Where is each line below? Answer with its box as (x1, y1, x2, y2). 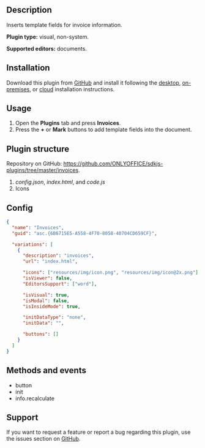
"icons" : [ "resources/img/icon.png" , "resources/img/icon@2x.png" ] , (22, 270, 201, 276)
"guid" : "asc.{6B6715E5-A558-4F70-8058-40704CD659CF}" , (12, 230, 157, 237)
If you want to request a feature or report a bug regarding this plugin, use (6, 428, 191, 436)
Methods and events (6, 365, 87, 376)
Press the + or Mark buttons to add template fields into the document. (15, 126, 192, 134)
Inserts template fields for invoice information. (6, 21, 122, 28)
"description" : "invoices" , (22, 252, 95, 259)
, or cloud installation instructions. (29, 85, 115, 93)
